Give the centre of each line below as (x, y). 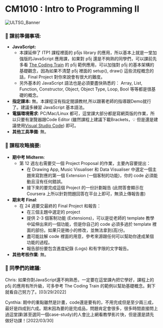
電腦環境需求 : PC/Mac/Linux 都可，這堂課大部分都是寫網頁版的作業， (81, 113)
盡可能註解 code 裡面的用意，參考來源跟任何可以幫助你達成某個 (90, 236)
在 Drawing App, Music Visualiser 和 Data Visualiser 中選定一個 (90, 169)
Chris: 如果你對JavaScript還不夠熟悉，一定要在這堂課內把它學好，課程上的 (80, 280)
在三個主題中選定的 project (53, 212)
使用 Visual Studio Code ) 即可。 (48, 126)
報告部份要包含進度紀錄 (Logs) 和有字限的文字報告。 (79, 248)
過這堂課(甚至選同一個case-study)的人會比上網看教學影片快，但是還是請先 (80, 314)
